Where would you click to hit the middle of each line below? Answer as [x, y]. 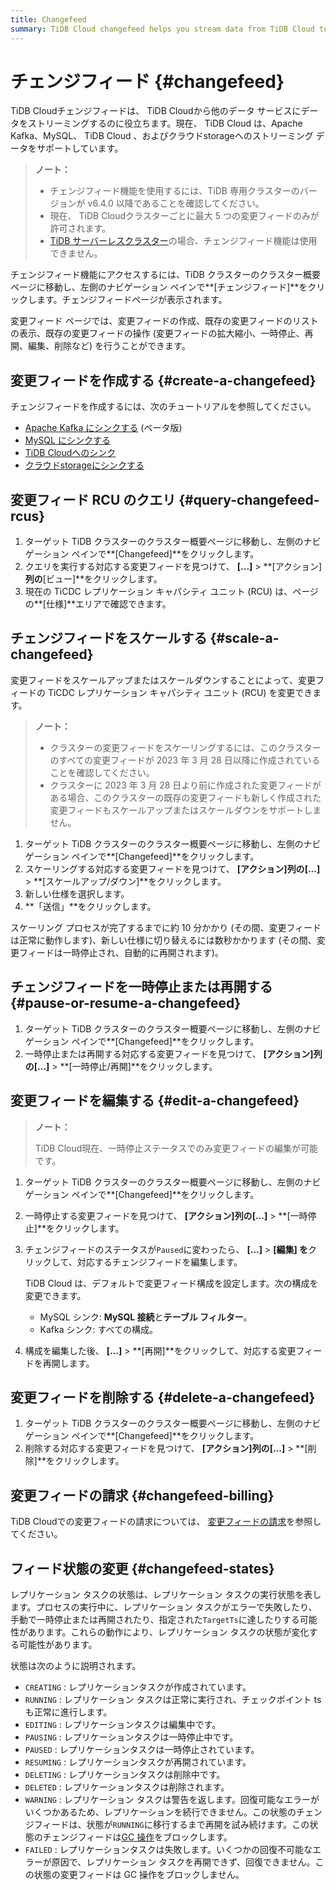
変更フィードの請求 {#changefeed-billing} [142, 1495]
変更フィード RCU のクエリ [93, 499]
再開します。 [68, 1363]
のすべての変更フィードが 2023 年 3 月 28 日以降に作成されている [185, 760]
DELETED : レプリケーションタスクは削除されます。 [127, 1787]
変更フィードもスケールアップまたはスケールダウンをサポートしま [185, 810]
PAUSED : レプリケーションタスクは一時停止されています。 [142, 1749]
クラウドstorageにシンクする [84, 465]
